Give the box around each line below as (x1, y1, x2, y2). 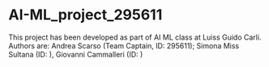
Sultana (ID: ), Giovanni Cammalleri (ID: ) (8, 49, 143, 59)
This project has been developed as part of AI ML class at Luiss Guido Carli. (8, 32, 262, 42)
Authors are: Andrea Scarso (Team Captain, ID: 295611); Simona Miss (8, 40, 240, 50)
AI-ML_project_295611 (8, 6, 163, 24)
